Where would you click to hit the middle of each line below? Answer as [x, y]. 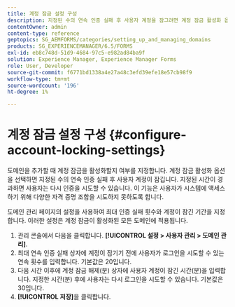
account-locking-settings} [86, 150]
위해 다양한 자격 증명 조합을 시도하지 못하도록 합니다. [92, 197]
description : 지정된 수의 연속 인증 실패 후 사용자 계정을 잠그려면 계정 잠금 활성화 [114, 20]
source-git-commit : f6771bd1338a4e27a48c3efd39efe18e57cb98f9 [100, 72]
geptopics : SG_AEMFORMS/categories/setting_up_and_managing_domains [109, 40]
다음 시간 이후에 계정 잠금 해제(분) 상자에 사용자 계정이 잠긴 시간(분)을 [112, 271]
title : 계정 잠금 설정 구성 [42, 14]
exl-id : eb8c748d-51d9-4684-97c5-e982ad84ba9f [76, 53]
